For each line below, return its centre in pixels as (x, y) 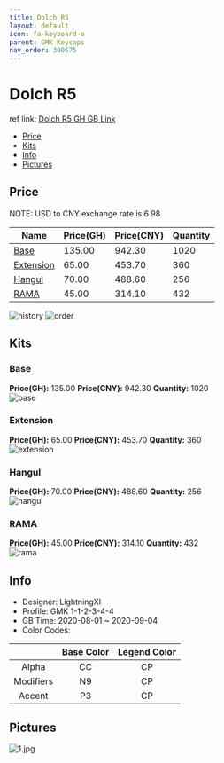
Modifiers (34, 681)
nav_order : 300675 (43, 51)
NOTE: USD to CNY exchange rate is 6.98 (85, 213)
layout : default (39, 26)
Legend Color (147, 652)
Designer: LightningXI (62, 602)
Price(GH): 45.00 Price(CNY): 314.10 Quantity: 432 (104, 543)
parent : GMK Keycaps (47, 42)
